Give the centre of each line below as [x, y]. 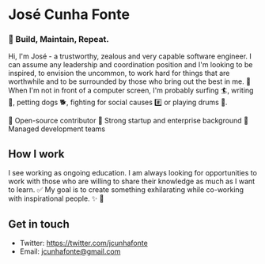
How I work [36, 154]
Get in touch [39, 224]
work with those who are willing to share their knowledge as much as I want [132, 181]
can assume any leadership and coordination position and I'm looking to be [131, 65]
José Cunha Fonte [69, 15]
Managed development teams [57, 129]
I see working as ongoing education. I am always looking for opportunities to [132, 173]
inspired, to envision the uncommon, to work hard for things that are [119, 74]
